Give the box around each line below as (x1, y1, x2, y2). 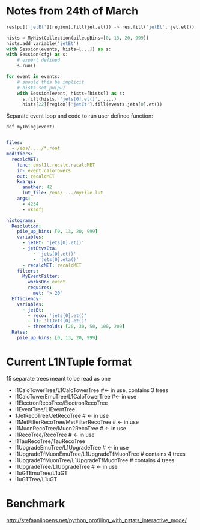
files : (6, 140, 23, 146)
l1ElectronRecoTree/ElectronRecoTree (14, 399, 108, 406)
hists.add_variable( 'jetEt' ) (6, 40, 79, 46)
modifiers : (6, 151, 34, 157)
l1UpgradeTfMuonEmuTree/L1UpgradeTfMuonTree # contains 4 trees (14, 450, 186, 457)
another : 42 (22, 184, 52, 190)
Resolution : (11, 223, 42, 229)
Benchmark (6, 497, 65, 511)
